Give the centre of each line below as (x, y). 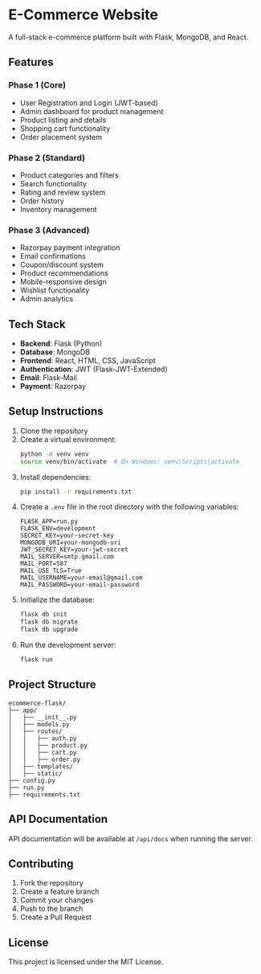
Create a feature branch (59, 892)
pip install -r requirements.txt (76, 492)
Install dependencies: (55, 477)
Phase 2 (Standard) (47, 158)
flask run (37, 660)
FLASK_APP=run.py (49, 522)
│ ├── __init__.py (43, 717)
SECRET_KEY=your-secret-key (67, 536)
